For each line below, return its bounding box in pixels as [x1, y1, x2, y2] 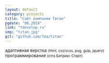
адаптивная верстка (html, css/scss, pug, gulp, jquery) [5, 47, 105, 53]
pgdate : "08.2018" [5, 20, 42, 26]
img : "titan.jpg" [5, 30, 40, 34]
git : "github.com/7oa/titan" [5, 34, 64, 39]
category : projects [5, 12, 44, 16]
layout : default [5, 7, 38, 12]
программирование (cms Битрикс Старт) [5, 52, 83, 58]
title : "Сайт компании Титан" [5, 16, 66, 21]
